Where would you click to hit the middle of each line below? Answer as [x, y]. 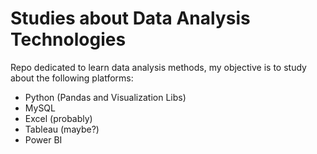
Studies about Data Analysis [130, 18]
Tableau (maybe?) [62, 129]
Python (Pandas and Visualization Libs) [105, 97]
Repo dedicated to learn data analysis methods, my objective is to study [158, 67]
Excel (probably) [58, 118]
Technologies [68, 39]
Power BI [43, 139]
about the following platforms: [72, 78]
